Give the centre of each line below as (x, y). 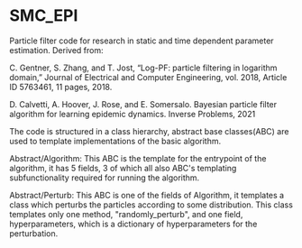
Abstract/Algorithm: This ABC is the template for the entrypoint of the (138, 158)
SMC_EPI (44, 16)
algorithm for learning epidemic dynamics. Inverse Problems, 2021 (133, 114)
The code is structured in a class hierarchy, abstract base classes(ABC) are (149, 131)
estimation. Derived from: (56, 50)
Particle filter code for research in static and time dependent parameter (142, 41)
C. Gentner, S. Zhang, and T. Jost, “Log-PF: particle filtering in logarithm (143, 68)
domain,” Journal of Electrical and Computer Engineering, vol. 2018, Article (148, 77)
